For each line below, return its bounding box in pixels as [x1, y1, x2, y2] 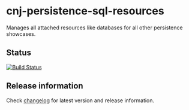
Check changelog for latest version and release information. [6, 97, 155, 104]
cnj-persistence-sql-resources [6, 4, 164, 18]
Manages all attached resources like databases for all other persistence [6, 24, 183, 31]
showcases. [6, 30, 36, 37]
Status [6, 48, 32, 58]
